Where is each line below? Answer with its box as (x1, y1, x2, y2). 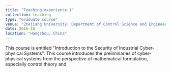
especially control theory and (5, 61, 67, 67)
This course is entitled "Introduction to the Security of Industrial (5, 45, 139, 51)
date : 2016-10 (5, 26, 36, 31)
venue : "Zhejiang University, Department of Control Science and (5, 21, 147, 27)
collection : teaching (5, 12, 51, 17)
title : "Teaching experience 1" (5, 7, 74, 13)
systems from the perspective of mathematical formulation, (23, 56, 149, 61)
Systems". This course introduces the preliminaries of (23, 50, 136, 56)
